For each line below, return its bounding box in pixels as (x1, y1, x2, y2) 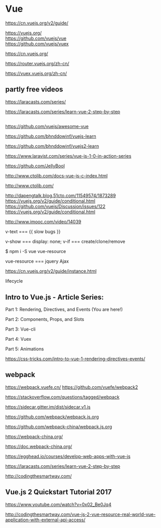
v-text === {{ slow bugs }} (5, 229, 61, 235)
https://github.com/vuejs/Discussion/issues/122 (5, 204, 105, 210)
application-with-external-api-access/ (5, 516, 86, 523)
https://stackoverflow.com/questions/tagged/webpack (5, 394, 120, 400)
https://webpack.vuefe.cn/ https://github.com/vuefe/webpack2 (5, 384, 139, 390)
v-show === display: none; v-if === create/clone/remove (5, 238, 126, 245)
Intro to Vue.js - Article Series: (5, 293, 104, 301)
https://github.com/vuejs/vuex (5, 40, 69, 46)
